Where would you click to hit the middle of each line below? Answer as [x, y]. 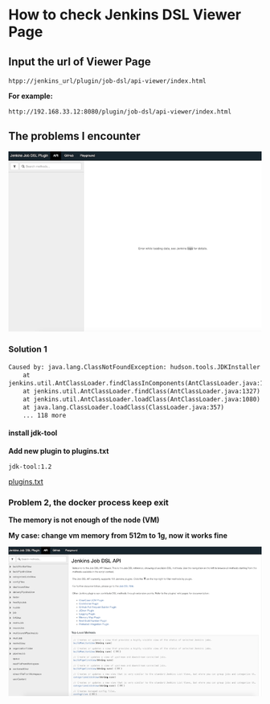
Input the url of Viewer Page [80, 62]
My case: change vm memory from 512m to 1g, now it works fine [118, 536]
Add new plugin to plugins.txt [59, 451]
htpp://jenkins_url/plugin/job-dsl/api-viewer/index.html [107, 81]
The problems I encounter [74, 136]
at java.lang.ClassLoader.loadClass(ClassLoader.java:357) [124, 407]
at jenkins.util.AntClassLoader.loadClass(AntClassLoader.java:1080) [142, 399]
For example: [31, 96]
